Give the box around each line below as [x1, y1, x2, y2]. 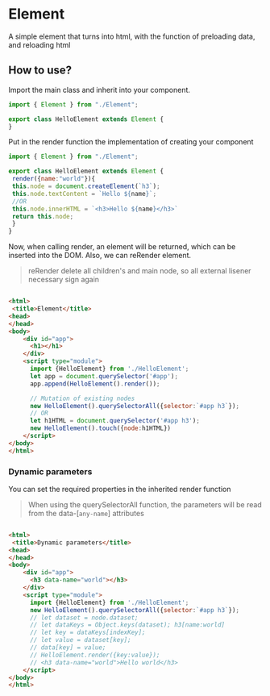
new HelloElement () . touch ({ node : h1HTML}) [29, 424, 172, 432]
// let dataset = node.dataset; [29, 614, 139, 622]
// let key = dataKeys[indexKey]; [29, 628, 147, 637]
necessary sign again [27, 275, 99, 285]
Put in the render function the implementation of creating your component [8, 137, 254, 147]
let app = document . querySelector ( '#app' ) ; [29, 372, 179, 380]
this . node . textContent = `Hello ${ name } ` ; [11, 190, 157, 198]
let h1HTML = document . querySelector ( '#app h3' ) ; [29, 417, 200, 425]
